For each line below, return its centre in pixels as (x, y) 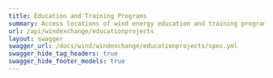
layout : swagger (36, 39)
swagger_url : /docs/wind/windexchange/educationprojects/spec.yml (123, 46)
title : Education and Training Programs (78, 16)
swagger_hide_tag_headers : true (63, 54)
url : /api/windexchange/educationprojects (81, 31)
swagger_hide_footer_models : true (67, 62)
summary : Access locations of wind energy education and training (123, 24)
